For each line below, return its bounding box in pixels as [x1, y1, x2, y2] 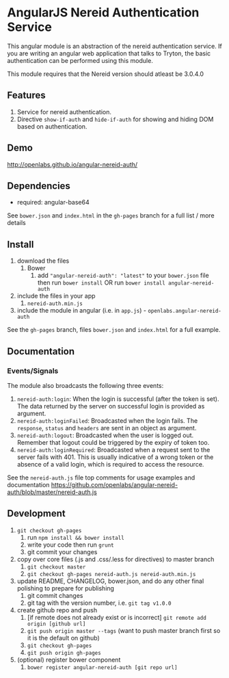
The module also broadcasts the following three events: [7, 381, 164, 389]
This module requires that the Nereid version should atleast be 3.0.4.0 [7, 70, 204, 78]
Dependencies [7, 180, 70, 192]
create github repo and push [16, 605, 98, 614]
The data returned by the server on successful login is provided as [16, 402, 205, 410]
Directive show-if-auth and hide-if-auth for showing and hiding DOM [16, 115, 214, 123]
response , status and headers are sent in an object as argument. [16, 423, 197, 432]
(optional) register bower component [16, 655, 121, 664]
